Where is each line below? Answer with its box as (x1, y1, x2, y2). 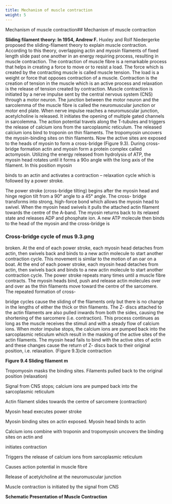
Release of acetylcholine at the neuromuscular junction (5, 474, 122, 480)
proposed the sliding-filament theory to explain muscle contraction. (5, 42, 147, 48)
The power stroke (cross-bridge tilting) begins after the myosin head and (5, 187, 159, 193)
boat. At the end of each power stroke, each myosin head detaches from (5, 261, 159, 267)
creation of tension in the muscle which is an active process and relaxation (5, 80, 163, 86)
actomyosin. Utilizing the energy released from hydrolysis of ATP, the (5, 151, 151, 157)
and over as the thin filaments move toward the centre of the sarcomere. (5, 283, 158, 289)
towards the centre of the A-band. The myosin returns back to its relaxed (5, 209, 159, 215)
